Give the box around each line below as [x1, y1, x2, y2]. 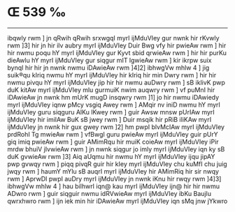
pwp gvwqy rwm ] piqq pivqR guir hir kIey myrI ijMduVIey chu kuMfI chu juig [7, 160, 227, 168]
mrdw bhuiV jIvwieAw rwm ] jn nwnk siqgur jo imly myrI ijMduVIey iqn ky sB [7, 144, 225, 153]
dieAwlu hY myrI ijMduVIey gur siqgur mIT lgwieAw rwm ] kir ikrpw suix [7, 56, 212, 64]
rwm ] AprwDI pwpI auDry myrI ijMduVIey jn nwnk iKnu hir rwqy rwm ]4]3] [7, 174, 222, 183]
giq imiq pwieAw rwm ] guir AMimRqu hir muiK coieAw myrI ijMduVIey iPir [7, 137, 219, 146]
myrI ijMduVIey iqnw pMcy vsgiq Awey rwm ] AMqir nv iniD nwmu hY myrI [7, 100, 220, 109]
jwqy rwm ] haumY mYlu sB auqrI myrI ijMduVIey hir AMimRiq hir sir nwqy [7, 167, 219, 175]
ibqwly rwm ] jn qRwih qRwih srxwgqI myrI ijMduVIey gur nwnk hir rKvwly [7, 33, 220, 42]
